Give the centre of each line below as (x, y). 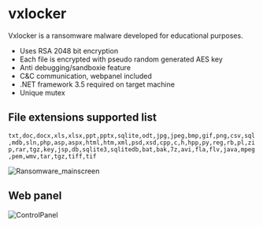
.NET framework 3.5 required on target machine (97, 84)
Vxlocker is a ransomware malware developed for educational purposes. (126, 35)
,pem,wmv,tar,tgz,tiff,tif (52, 156)
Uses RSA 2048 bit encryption (69, 50)
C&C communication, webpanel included (85, 76)
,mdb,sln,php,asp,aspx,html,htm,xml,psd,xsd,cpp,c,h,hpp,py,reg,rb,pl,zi (132, 143)
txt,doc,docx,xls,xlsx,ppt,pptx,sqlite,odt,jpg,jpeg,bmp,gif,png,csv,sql (132, 136)
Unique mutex (42, 92)
